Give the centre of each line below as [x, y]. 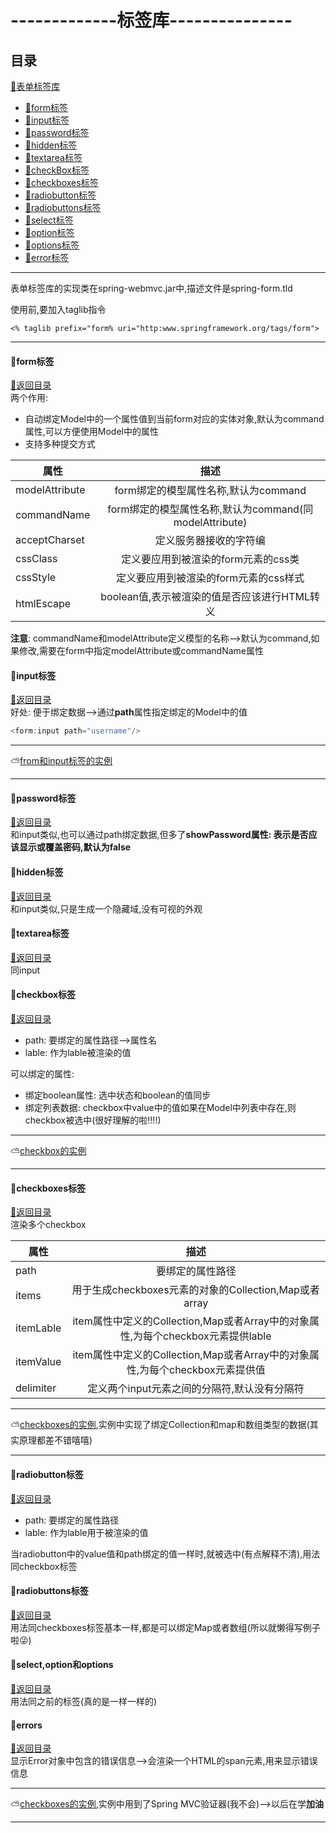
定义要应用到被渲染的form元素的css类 [210, 559]
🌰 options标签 [52, 245]
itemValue [38, 1362]
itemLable [38, 1328]
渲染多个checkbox [48, 1225]
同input [25, 970]
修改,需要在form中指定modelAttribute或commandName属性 [141, 651]
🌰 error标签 [47, 257]
